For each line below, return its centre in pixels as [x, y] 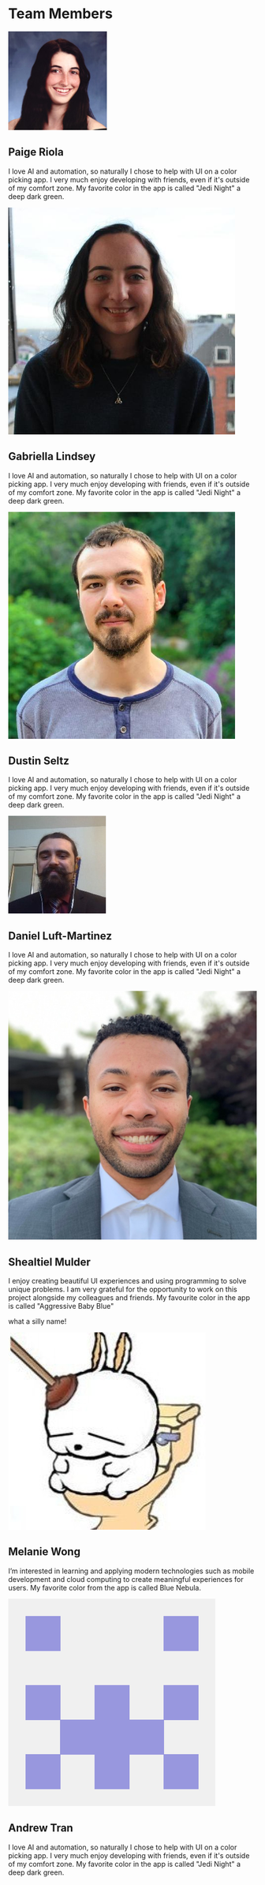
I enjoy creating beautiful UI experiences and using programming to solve [127, 1281]
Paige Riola [36, 152]
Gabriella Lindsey [52, 457]
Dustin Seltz [39, 761]
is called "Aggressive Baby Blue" [61, 1306]
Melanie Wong [45, 1552]
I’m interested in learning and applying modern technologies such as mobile [131, 1571]
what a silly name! [37, 1321]
